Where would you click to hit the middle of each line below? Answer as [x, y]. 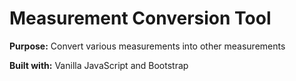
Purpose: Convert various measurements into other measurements [147, 46]
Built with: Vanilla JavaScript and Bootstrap [99, 65]
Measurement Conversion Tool [140, 18]
